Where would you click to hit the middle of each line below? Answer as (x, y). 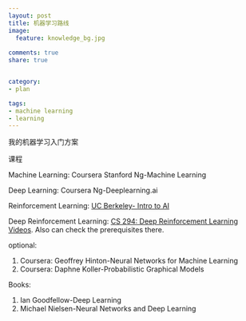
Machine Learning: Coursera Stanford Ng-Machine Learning (107, 175)
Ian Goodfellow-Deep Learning (71, 300)
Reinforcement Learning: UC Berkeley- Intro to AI (89, 206)
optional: (23, 245)
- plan (19, 89)
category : (25, 81)
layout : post (30, 16)
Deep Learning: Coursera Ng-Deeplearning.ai (83, 190)
